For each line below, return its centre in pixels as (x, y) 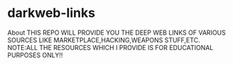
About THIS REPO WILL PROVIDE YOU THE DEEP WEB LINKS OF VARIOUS (116, 32)
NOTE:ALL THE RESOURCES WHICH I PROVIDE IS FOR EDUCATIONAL (110, 47)
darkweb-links (52, 13)
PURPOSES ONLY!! (35, 55)
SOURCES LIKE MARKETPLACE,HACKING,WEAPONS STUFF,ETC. (104, 40)
